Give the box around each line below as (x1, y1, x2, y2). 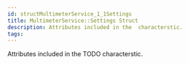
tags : (7, 30, 23, 38)
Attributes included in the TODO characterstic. (7, 50, 143, 58)
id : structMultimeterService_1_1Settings (7, 10, 132, 18)
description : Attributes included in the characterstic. (7, 23, 183, 31)
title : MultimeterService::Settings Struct (7, 17, 139, 24)
